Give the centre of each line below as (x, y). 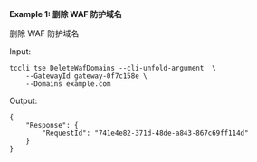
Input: (20, 52)
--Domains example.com (68, 84)
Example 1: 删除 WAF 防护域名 (66, 14)
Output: (24, 100)
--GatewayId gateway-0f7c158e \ (86, 76)
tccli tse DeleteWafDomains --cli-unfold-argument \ (113, 68)
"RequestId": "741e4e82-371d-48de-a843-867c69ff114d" (145, 133)
